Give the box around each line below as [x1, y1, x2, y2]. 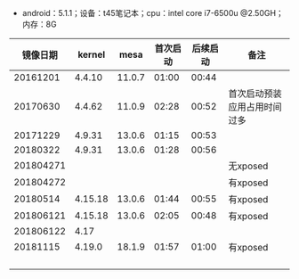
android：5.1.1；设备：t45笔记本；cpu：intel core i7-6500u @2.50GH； [21, 8, 285, 18]
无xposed [228, 160, 269, 172]
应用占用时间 [228, 101, 282, 113]
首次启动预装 [228, 87, 282, 100]
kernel [77, 48, 106, 61]
